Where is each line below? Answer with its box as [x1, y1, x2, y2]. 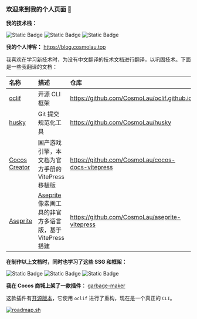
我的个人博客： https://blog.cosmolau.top [6, 43, 106, 51]
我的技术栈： [6, 19, 37, 27]
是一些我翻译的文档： [6, 63, 57, 70]
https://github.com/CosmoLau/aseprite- [70, 213, 181, 221]
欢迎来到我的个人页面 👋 [6, 5, 72, 13]
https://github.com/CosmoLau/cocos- [70, 156, 176, 164]
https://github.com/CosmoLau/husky [70, 119, 172, 127]
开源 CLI [38, 90, 61, 98]
